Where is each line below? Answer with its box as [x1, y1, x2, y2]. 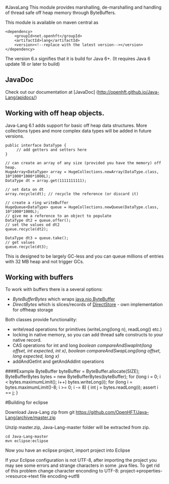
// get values [5, 239, 35, 245]
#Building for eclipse [5, 399, 48, 405]
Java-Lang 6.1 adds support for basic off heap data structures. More [5, 122, 147, 128]
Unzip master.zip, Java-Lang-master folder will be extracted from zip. [5, 425, 150, 431]
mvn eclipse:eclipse [5, 439, 49, 444]
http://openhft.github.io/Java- [97, 89, 160, 95]
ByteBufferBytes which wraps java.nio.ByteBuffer [12, 296, 115, 302]
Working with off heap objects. [5, 109, 104, 117]
